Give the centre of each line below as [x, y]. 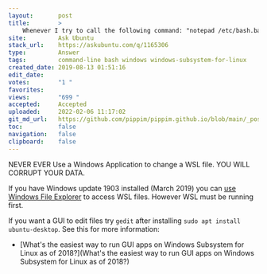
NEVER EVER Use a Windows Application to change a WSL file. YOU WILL [129, 164]
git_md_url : [28, 119]
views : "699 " [44, 97]
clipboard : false [43, 141]
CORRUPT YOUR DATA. [47, 173]
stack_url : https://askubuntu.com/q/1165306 [89, 45]
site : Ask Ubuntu [51, 38]
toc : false [43, 127]
